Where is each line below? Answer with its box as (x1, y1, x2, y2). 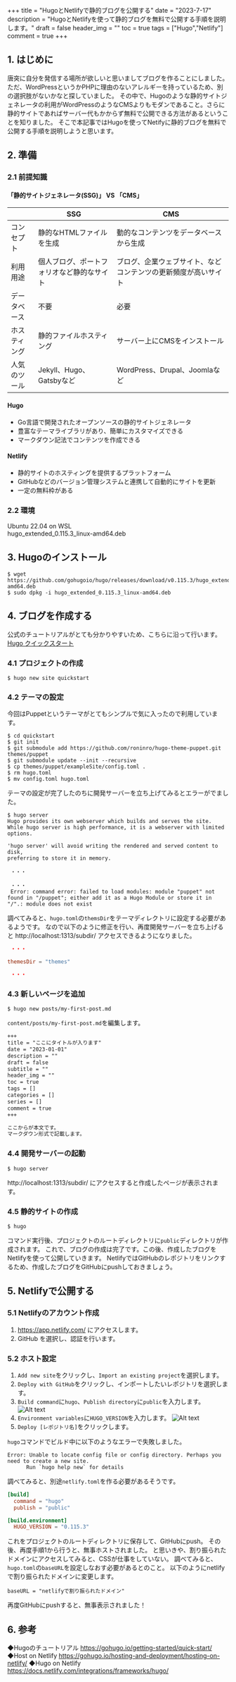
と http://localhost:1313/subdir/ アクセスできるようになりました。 (7, 932, 196, 940)
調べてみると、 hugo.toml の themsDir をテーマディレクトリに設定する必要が (7, 914, 220, 922)
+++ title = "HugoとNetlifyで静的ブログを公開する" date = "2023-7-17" (7, 6, 212, 14)
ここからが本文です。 (7, 1124, 60, 1131)
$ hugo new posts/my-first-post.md (7, 1006, 112, 1013)
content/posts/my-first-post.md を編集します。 (7, 1019, 145, 1027)
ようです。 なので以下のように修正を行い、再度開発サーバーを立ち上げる (13, 922, 224, 932)
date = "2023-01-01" (7, 1046, 68, 1053)
